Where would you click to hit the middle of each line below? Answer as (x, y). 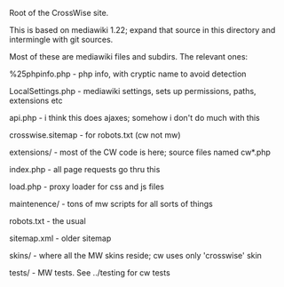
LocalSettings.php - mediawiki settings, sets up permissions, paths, (133, 91)
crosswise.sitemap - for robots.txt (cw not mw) (95, 135)
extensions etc (36, 100)
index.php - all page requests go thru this (85, 169)
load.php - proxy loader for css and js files (87, 187)
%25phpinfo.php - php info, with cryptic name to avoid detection (128, 74)
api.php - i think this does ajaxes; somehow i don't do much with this (134, 118)
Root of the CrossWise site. (59, 13)
